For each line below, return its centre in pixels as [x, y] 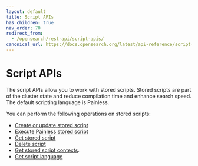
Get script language [39, 156]
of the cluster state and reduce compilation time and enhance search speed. [99, 96]
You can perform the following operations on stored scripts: [79, 114]
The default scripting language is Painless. [58, 102]
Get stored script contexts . [47, 150]
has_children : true [30, 22]
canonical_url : [25, 45]
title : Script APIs [30, 17]
